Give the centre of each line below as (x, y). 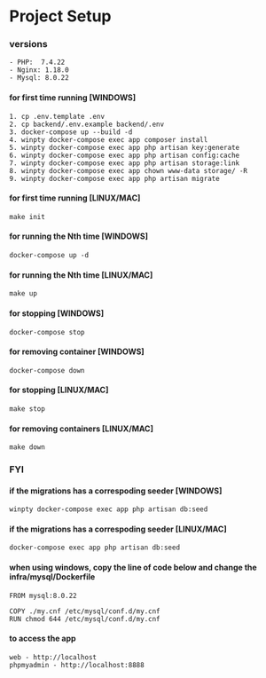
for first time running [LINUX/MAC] (75, 198)
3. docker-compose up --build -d (71, 132)
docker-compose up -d (49, 256)
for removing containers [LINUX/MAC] (81, 429)
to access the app (43, 639)
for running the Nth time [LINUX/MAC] (81, 275)
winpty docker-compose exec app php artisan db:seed (109, 509)
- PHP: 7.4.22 (37, 63)
